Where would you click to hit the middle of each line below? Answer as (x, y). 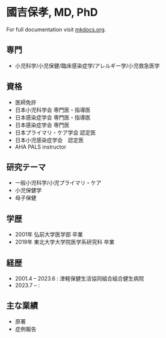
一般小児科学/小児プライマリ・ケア (58, 183)
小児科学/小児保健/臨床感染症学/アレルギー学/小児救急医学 (87, 65)
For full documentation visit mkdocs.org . (56, 29)
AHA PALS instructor (41, 147)
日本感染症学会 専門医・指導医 (53, 117)
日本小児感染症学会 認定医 (49, 140)
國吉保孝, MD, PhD (52, 12)
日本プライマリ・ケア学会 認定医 (55, 132)
